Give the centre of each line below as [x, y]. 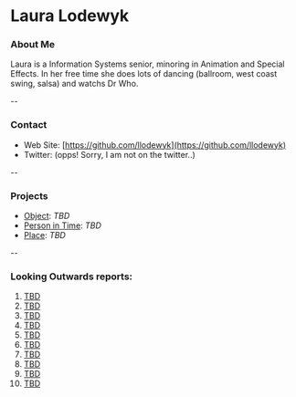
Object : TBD [47, 216]
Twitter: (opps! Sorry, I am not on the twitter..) [109, 154]
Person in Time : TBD [62, 225]
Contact [29, 125]
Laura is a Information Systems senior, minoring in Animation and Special [148, 64]
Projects [29, 195]
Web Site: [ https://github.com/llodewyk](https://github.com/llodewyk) [155, 145]
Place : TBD [45, 235]
